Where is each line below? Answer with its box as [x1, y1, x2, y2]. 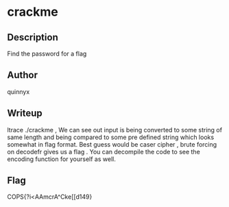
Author [7, 69, 38, 81]
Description [7, 32, 58, 43]
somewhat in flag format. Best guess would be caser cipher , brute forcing [7, 140, 217, 148]
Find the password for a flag [7, 49, 87, 58]
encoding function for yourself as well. [7, 155, 117, 163]
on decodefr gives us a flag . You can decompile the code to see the [7, 147, 200, 156]
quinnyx [7, 87, 30, 96]
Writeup [7, 108, 43, 119]
